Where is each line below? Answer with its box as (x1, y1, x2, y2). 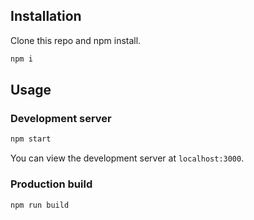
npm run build (10, 200, 70, 210)
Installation (10, 8, 82, 25)
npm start (10, 134, 52, 144)
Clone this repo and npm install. (10, 34, 142, 46)
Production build (10, 177, 93, 191)
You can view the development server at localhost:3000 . (10, 152, 245, 164)
